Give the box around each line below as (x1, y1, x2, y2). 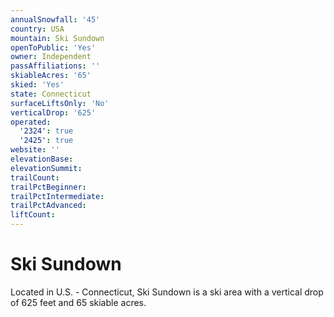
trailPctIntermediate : (10, 191, 105, 201)
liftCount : (10, 210, 56, 220)
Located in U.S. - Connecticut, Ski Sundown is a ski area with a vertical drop (10, 286, 324, 298)
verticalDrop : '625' (10, 107, 97, 118)
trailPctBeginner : (10, 182, 87, 192)
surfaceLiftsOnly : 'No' (10, 98, 110, 108)
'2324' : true (19, 126, 74, 136)
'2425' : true (19, 136, 74, 146)
